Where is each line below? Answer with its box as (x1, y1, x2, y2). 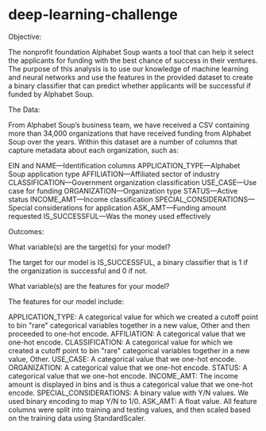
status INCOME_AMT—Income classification (8, 194, 153, 204)
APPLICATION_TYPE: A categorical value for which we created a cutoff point (8, 312, 259, 321)
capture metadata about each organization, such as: (8, 145, 179, 155)
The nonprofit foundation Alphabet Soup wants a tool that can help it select (8, 47, 254, 56)
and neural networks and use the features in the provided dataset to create (8, 72, 254, 82)
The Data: (8, 105, 40, 114)
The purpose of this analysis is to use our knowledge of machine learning (8, 63, 249, 73)
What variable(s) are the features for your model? (8, 281, 170, 291)
